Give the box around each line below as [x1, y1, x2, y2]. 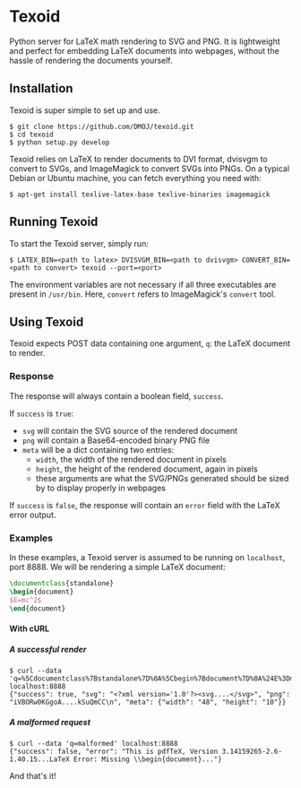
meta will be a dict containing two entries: [21, 444, 175, 455]
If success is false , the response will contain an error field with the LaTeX [9, 499, 280, 510]
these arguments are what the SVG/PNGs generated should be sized [35, 472, 289, 483]
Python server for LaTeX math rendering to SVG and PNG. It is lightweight [9, 36, 280, 47]
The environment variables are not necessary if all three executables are [9, 279, 277, 290]
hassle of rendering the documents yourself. [9, 55, 173, 65]
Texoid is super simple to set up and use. [9, 105, 160, 116]
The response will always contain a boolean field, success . [9, 390, 224, 401]
